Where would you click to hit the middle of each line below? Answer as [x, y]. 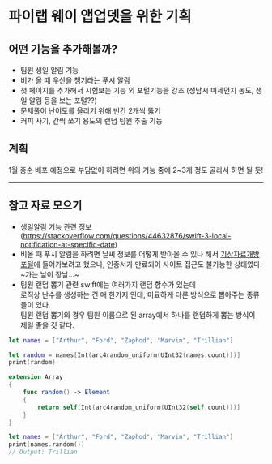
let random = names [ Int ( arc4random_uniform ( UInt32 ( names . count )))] [125, 355]
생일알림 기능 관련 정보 [56, 226]
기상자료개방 [240, 254]
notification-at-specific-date [68, 244]
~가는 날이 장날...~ [49, 274]
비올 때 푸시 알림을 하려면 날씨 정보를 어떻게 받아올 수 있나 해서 [119, 254]
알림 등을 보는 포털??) [63, 101]
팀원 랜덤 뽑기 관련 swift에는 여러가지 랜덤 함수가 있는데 [108, 284]
